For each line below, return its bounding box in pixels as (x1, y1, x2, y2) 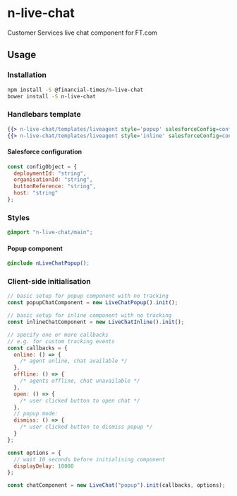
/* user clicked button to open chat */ (20, 397, 140, 404)
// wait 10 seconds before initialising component (13, 456, 166, 463)
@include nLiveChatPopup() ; (7, 260, 90, 267)
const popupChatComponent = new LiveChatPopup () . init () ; (7, 299, 178, 306)
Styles (7, 212, 30, 222)
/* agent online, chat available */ (20, 357, 128, 365)
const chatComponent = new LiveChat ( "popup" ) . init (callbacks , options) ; (7, 482, 226, 489)
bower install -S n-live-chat (7, 93, 97, 100)
